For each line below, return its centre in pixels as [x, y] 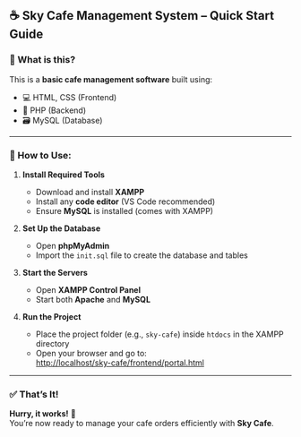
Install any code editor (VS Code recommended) [125, 201]
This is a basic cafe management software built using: [111, 79]
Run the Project [52, 316]
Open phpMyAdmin [73, 245]
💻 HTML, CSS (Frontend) [69, 97]
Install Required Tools [64, 175]
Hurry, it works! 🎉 [43, 414]
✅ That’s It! [34, 394]
